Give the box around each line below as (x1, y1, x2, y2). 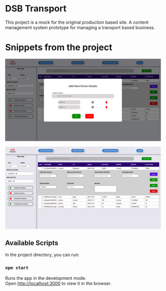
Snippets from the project (5, 42, 113, 53)
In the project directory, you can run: (5, 252, 80, 258)
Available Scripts (5, 239, 58, 247)
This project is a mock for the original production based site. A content (5, 19, 149, 25)
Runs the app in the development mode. (5, 275, 86, 281)
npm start (5, 265, 29, 271)
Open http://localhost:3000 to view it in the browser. (5, 281, 112, 287)
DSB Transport (5, 3, 67, 14)
